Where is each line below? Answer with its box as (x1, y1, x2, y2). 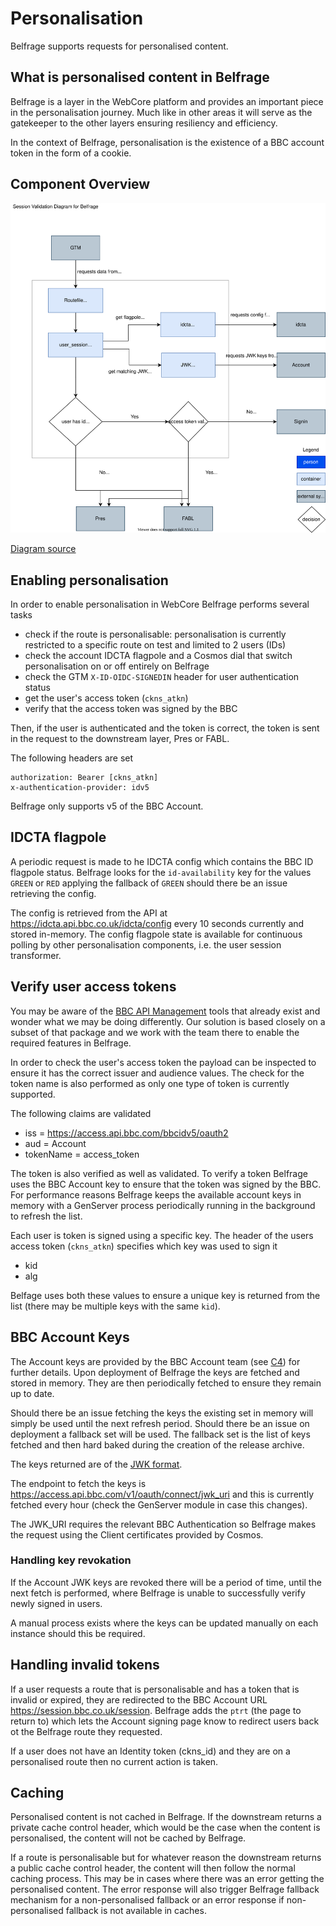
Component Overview (10, 176, 151, 193)
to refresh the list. (10, 1210, 83, 1222)
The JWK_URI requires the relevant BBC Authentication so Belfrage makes (10, 1518, 317, 1530)
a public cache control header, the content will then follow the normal (10, 1862, 296, 1874)
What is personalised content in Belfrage (10, 69, 270, 86)
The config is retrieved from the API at (10, 907, 168, 919)
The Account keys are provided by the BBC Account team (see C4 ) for (10, 1355, 301, 1367)
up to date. (10, 1387, 55, 1399)
